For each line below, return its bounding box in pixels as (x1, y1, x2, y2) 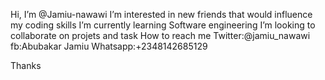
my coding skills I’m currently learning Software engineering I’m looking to (10, 19, 316, 31)
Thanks (10, 60, 42, 71)
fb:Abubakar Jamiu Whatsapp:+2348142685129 (10, 40, 208, 52)
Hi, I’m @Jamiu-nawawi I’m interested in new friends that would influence (10, 9, 313, 20)
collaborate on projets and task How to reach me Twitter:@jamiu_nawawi (10, 30, 311, 41)
